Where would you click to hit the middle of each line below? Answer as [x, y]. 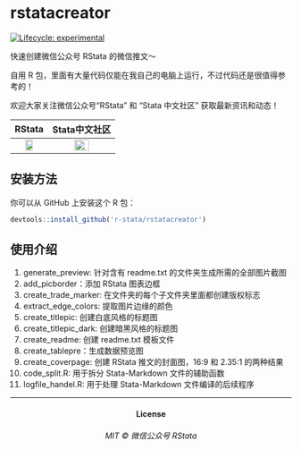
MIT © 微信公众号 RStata [151, 436]
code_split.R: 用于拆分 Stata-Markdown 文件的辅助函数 [124, 373]
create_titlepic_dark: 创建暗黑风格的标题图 [100, 328]
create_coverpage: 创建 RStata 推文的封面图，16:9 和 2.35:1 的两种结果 [153, 362]
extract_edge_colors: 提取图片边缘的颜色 [98, 306]
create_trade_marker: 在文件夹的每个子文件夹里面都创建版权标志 [142, 295]
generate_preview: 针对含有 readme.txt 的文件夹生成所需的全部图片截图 [155, 273]
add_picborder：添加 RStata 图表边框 [92, 284]
